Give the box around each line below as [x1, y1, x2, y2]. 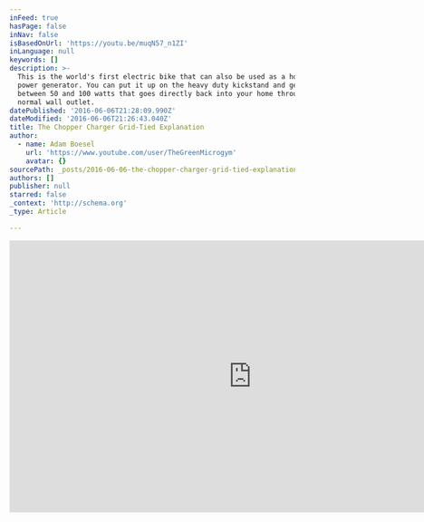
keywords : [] [9, 55, 59, 64]
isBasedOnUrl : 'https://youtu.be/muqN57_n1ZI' [9, 38, 188, 48]
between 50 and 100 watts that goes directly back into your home [17, 89, 274, 98]
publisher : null [9, 182, 71, 191]
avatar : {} [25, 156, 67, 166]
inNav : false [9, 30, 59, 39]
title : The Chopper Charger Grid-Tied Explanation [9, 123, 205, 132]
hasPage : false [9, 22, 67, 31]
